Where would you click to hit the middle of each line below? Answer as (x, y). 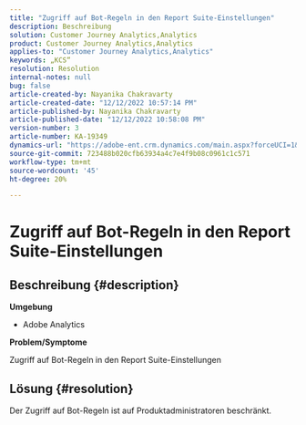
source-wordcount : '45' (55, 171)
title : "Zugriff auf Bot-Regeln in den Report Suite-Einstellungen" (142, 18)
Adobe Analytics (53, 325)
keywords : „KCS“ (40, 60)
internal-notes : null (51, 78)
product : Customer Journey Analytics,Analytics (102, 43)
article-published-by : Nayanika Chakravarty (95, 111)
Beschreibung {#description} (94, 285)
